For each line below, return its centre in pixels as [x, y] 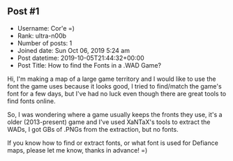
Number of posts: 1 [45, 43]
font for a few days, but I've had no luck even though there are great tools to [117, 93]
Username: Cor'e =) [46, 28]
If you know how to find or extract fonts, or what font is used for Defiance [113, 143]
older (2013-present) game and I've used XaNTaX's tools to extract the [109, 122]
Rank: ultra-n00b [42, 36]
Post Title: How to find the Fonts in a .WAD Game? [89, 65]
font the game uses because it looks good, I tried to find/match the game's [114, 86]
